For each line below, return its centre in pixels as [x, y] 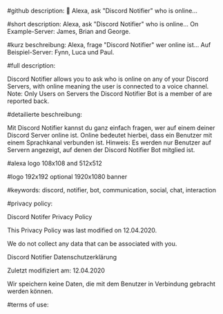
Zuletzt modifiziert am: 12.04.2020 [56, 270]
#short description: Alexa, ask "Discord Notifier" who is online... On [103, 24]
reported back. [28, 101]
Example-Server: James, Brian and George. [69, 31]
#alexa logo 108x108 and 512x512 [55, 163]
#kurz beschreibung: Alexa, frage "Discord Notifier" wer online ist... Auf [109, 45]
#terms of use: [28, 305]
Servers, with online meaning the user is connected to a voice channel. [108, 86]
